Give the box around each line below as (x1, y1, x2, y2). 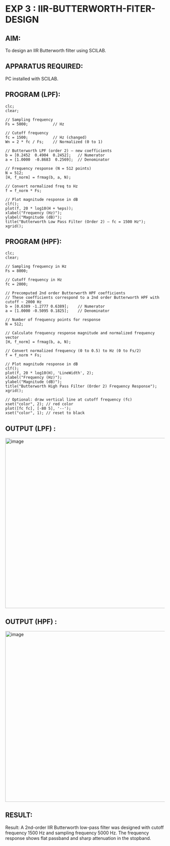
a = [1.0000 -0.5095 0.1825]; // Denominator (5, 308, 110, 313)
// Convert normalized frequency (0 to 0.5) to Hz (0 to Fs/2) (5, 348, 142, 354)
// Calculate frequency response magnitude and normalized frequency (5, 331, 155, 336)
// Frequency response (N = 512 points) (5, 166, 92, 171)
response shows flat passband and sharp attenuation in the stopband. (5, 835, 151, 841)
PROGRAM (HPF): (5, 237, 62, 246)
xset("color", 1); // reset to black (5, 410, 85, 416)
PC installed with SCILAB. (5, 76, 59, 82)
